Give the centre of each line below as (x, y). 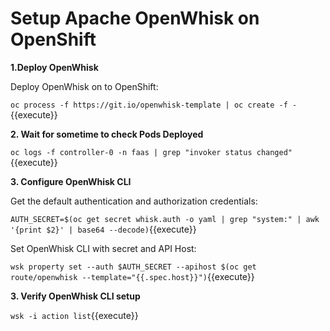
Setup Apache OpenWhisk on (135, 18)
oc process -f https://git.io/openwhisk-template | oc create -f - (154, 105)
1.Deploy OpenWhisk (54, 67)
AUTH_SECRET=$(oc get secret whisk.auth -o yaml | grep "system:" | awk (165, 219)
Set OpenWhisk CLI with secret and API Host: (103, 248)
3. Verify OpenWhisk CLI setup (75, 296)
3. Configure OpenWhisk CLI (71, 181)
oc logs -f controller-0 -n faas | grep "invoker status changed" (151, 152)
